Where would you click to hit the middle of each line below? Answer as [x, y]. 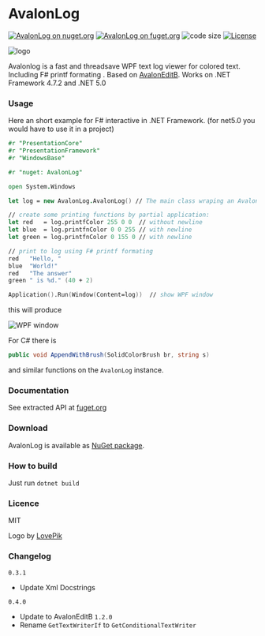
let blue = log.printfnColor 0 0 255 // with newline [100, 230]
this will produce [35, 310]
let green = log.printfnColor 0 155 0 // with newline [100, 238]
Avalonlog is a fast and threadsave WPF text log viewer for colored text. [124, 66]
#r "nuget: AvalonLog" [45, 172]
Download [28, 428]
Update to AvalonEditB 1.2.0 [66, 616]
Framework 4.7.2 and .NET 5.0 [57, 83]
